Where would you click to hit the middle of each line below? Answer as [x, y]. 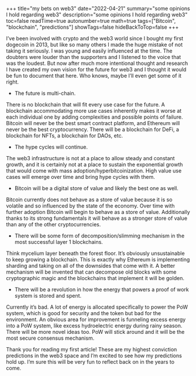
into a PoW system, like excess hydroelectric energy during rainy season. [94, 326]
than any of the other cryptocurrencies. [54, 224]
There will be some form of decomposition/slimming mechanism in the [99, 236]
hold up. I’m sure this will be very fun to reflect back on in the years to [90, 362]
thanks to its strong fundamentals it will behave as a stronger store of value [97, 218]
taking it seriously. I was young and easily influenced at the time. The [89, 51]
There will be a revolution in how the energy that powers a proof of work [102, 289]
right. [13, 82]
